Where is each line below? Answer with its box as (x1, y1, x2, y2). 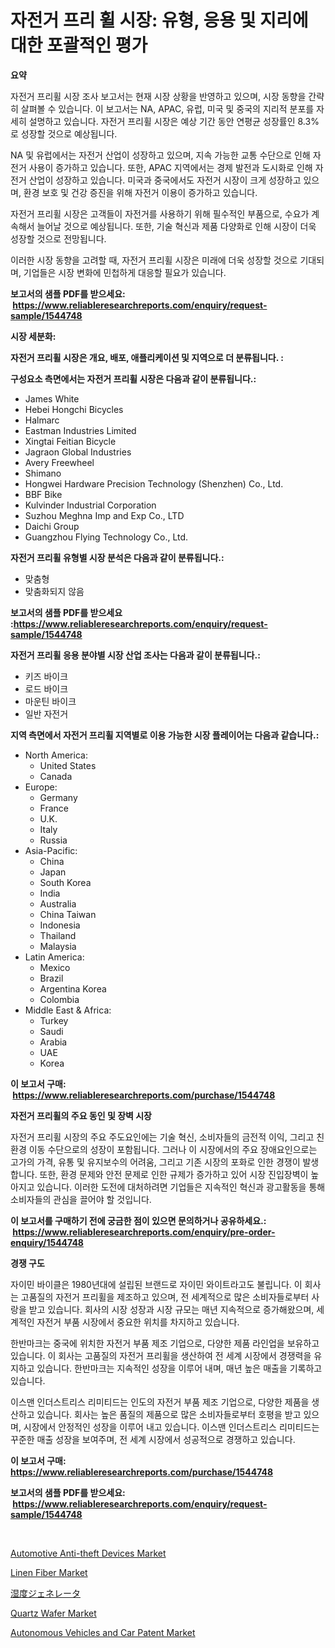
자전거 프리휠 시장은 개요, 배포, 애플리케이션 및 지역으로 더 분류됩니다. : (10, 351, 284, 363)
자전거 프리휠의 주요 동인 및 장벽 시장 (10, 1109, 152, 1121)
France (39, 802, 70, 814)
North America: (24, 749, 88, 761)
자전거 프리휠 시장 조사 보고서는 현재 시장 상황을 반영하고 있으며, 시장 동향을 (10, 90, 307, 102)
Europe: (24, 781, 58, 793)
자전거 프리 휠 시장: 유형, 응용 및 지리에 (10, 9, 309, 32)
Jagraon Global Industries (24, 446, 132, 458)
